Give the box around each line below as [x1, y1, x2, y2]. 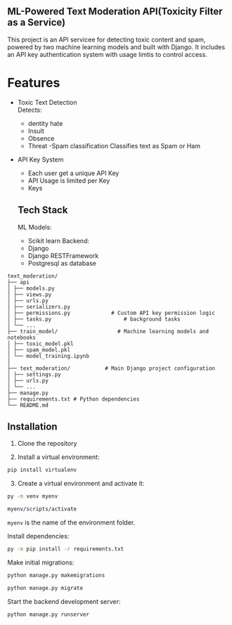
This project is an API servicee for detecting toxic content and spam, [7, 35, 206, 44]
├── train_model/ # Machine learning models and [7, 328, 210, 335]
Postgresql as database [27, 259, 97, 267]
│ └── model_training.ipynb [7, 352, 90, 359]
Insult [27, 127, 44, 135]
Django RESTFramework [27, 251, 99, 259]
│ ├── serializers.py [7, 303, 71, 310]
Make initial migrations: [7, 558, 75, 567]
